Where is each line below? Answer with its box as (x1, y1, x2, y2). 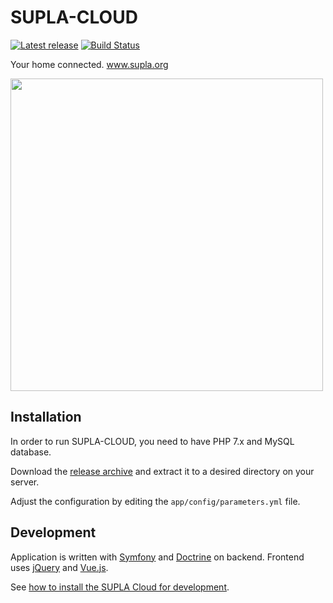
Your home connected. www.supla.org (10, 58, 169, 70)
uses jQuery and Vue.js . (10, 561, 109, 573)
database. (10, 446, 52, 458)
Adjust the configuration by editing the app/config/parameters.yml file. (10, 495, 301, 507)
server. (10, 476, 40, 488)
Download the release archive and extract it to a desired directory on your (10, 465, 315, 477)
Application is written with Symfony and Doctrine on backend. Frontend (10, 551, 305, 563)
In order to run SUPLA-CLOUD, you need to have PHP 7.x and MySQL (10, 435, 295, 447)
